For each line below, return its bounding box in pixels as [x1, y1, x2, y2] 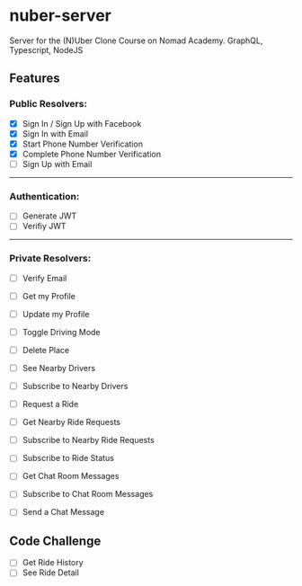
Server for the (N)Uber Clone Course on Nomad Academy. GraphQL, [9, 35, 263, 46]
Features [9, 71, 60, 86]
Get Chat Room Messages [22, 471, 120, 482]
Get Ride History [22, 557, 84, 568]
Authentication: [9, 190, 80, 202]
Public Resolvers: [9, 98, 88, 111]
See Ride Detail [22, 567, 79, 578]
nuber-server [9, 5, 112, 26]
